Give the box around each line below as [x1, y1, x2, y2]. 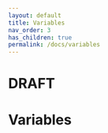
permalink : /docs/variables [8, 41, 101, 49]
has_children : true [8, 33, 73, 42]
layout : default [8, 11, 61, 20]
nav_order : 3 [8, 26, 51, 34]
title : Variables [8, 19, 65, 27]
